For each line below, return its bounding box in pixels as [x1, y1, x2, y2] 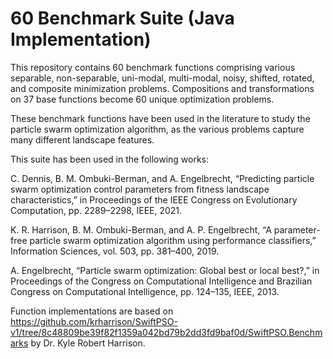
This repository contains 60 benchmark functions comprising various [10, 61, 296, 73]
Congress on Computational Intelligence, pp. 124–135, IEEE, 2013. [10, 285, 280, 297]
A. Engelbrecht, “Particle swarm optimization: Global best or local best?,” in [10, 264, 320, 276]
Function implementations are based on [10, 305, 174, 317]
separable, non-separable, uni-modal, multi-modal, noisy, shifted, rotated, [10, 72, 315, 84]
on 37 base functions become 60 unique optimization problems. [10, 93, 275, 105]
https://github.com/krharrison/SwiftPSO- [10, 315, 178, 327]
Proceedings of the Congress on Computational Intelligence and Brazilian [10, 275, 313, 287]
